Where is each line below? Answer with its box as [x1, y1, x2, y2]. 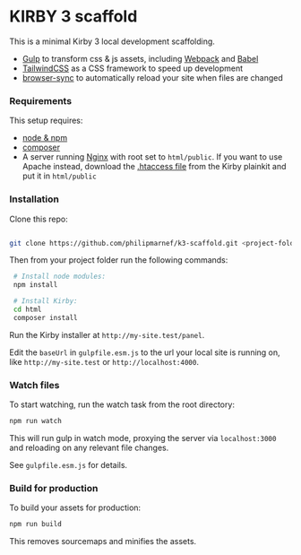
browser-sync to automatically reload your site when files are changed [21, 72, 284, 82]
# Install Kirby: [13, 297, 78, 306]
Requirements [9, 94, 73, 107]
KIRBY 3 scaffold [9, 6, 138, 27]
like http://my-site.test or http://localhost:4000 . [9, 356, 200, 367]
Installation [9, 193, 60, 205]
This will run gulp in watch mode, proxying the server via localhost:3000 [9, 432, 277, 443]
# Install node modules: [13, 272, 106, 282]
